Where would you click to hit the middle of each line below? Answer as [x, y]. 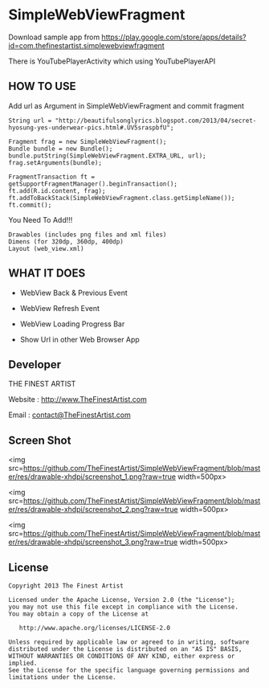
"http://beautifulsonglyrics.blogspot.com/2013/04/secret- [156, 121]
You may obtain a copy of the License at [79, 614]
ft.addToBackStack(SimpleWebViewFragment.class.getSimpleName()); [122, 198]
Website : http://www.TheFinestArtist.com [77, 399]
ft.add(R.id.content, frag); [57, 190]
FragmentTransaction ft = [51, 177]
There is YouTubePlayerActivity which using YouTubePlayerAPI [112, 61]
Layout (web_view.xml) [46, 248]
